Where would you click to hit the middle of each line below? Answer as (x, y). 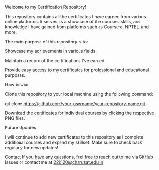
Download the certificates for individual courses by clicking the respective (80, 113)
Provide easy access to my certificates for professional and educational (77, 70)
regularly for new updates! (32, 148)
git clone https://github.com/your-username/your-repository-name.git (75, 104)
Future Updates (21, 127)
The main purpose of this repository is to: (47, 42)
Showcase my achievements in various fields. (51, 51)
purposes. (15, 75)
